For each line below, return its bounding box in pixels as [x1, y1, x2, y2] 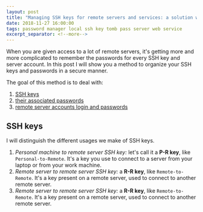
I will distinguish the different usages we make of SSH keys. [6, 137, 155, 144]
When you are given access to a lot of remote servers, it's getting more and [6, 48, 195, 55]
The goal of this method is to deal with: [6, 79, 104, 86]
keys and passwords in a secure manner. [6, 67, 108, 74]
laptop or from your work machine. [14, 161, 101, 169]
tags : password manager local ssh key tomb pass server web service [6, 25, 182, 32]
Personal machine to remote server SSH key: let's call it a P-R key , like [14, 149, 191, 156]
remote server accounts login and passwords [14, 103, 128, 111]
